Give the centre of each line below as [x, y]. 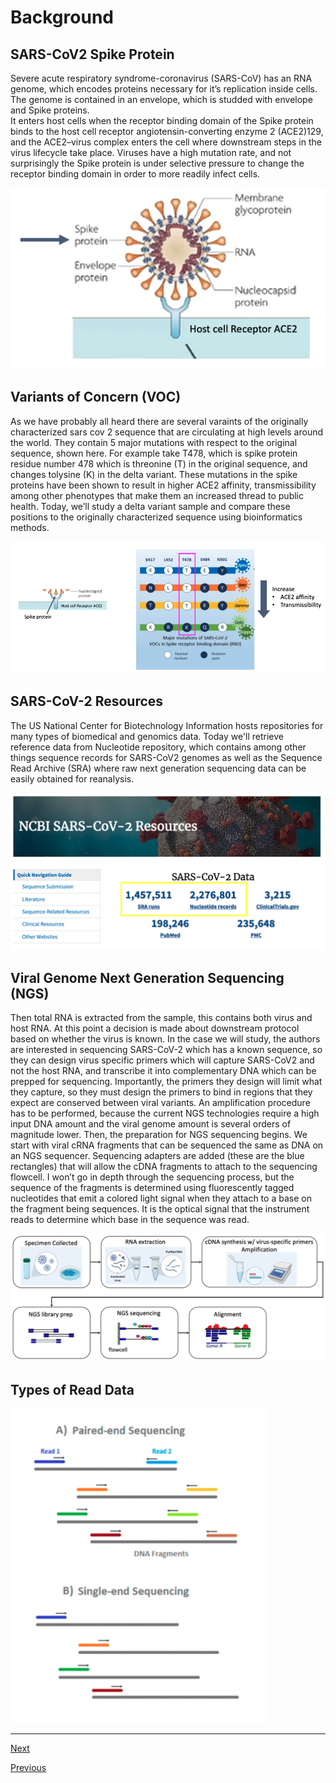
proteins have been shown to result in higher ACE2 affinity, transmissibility [163, 485]
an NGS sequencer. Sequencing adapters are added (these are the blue [157, 1156]
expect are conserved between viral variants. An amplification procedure [160, 1103]
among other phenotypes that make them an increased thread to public [157, 495]
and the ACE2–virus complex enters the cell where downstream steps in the [166, 142]
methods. [30, 527]
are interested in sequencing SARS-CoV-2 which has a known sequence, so [166, 1050]
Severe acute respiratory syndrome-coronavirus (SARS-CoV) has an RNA [161, 78]
